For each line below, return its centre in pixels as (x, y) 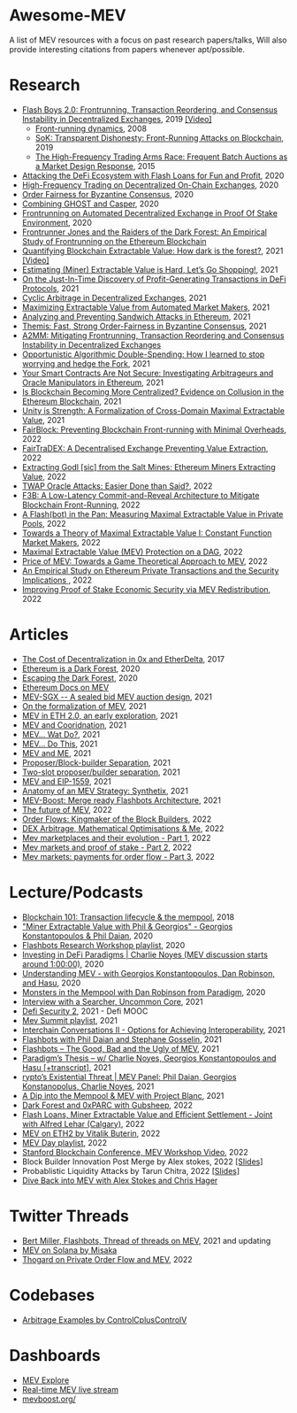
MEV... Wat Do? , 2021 (61, 734)
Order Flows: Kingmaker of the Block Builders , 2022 (117, 819)
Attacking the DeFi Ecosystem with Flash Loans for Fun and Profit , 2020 (153, 175)
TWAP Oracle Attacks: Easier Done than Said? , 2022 (117, 486)
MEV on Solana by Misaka (69, 1250)
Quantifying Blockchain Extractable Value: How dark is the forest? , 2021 (152, 251)
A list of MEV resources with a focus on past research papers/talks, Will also (148, 40)
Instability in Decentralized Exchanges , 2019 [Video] (117, 119)
